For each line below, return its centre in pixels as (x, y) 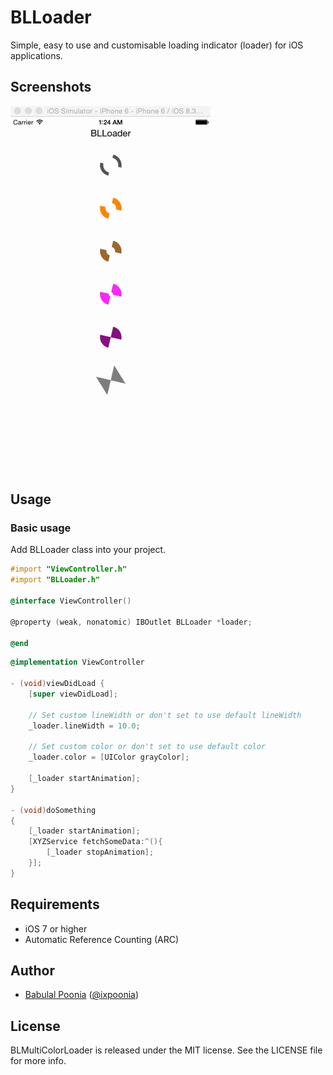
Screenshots (51, 87)
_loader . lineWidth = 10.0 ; (84, 726)
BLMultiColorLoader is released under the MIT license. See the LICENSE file (166, 1050)
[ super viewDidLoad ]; (73, 694)
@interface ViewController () (71, 601)
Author (32, 971)
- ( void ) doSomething (53, 810)
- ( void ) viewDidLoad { (57, 684)
